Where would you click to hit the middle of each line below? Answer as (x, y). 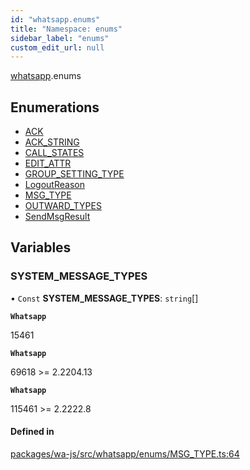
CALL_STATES (54, 153)
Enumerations (55, 107)
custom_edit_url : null (57, 47)
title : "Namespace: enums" (66, 29)
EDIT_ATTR (48, 163)
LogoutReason (54, 185)
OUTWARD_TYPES (63, 206)
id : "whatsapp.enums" (55, 19)
